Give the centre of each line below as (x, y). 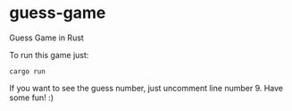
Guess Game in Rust (47, 38)
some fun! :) (31, 98)
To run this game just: (49, 55)
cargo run (28, 71)
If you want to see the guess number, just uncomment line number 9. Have (146, 88)
